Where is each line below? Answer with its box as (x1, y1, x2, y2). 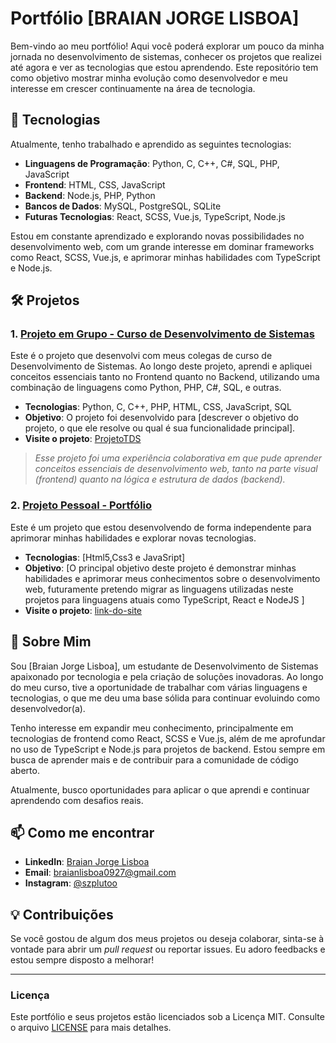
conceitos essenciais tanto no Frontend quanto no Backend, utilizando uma (10, 371, 320, 383)
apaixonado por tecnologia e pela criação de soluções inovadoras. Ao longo (10, 670, 324, 682)
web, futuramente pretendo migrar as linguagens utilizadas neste (24, 583, 294, 595)
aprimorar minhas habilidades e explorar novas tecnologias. (10, 532, 257, 544)
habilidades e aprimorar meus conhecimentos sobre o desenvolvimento (24, 572, 321, 584)
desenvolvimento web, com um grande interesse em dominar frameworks (10, 240, 315, 252)
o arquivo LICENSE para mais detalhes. (10, 1022, 172, 1034)
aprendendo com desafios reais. (10, 794, 144, 806)
